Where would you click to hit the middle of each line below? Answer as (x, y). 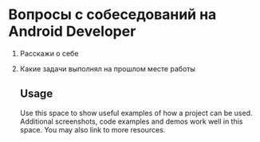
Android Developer (72, 31)
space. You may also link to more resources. (93, 129)
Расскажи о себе (49, 53)
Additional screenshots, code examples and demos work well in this (131, 121)
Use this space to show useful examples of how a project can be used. (136, 113)
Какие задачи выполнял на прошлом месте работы (107, 68)
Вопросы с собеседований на (112, 15)
